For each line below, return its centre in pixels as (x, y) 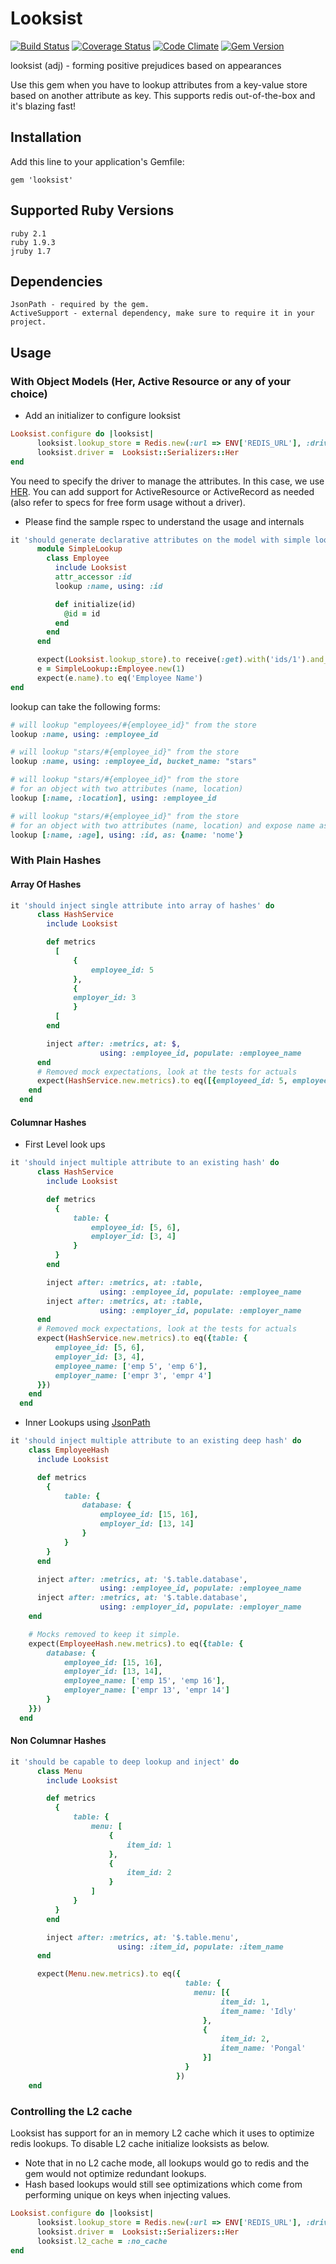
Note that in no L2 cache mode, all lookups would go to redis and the (167, 2163)
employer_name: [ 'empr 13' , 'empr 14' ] (146, 1690)
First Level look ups (65, 1144)
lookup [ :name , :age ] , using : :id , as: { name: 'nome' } (127, 835)
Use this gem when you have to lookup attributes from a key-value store (159, 84)
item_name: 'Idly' (259, 2011)
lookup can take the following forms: (85, 706)
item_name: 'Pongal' (263, 2048)
